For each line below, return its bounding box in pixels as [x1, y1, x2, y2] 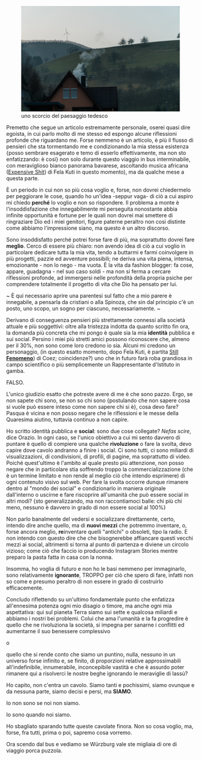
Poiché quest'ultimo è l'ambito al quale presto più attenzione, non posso [6, 460, 184, 467]
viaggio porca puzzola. [6, 747, 63, 754]
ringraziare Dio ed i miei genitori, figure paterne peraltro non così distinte [6, 218, 186, 226]
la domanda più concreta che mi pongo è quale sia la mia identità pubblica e [6, 329, 195, 336]
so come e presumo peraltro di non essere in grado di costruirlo [6, 578, 163, 585]
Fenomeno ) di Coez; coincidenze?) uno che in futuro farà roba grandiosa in [6, 355, 193, 362]
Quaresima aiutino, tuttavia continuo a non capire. [6, 416, 129, 423]
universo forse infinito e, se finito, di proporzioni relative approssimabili [6, 657, 181, 664]
